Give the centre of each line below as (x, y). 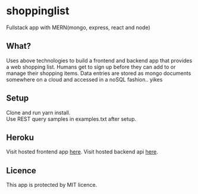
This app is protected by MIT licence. (52, 185)
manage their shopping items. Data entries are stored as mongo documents (99, 73)
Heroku (20, 137)
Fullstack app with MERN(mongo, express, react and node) (78, 27)
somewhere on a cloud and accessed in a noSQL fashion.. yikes (84, 79)
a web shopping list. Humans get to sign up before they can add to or (91, 67)
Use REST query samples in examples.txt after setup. (71, 119)
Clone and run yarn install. (38, 112)
